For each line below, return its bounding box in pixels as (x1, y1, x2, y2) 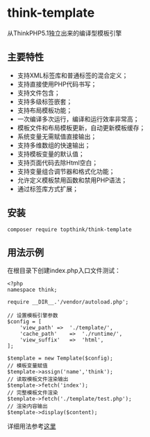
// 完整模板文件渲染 (7, 390, 58, 397)
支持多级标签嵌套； (17, 97, 73, 105)
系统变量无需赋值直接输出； (17, 132, 97, 140)
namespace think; (7, 286, 58, 294)
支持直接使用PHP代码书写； (17, 80, 97, 88)
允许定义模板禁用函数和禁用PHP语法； (17, 176, 128, 184)
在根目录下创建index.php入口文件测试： (7, 267, 122, 275)
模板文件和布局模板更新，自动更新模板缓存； (17, 124, 146, 132)
